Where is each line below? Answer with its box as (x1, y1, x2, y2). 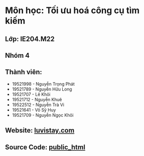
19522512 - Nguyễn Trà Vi (12, 102, 65, 108)
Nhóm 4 (5, 51, 30, 60)
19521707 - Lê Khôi (12, 91, 51, 97)
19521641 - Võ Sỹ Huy (12, 107, 56, 112)
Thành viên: (5, 68, 42, 76)
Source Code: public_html (5, 143, 86, 151)
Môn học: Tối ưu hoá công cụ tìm (5, 5, 140, 16)
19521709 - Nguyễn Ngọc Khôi (12, 112, 74, 118)
